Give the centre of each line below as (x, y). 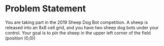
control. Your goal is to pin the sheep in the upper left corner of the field (78, 33)
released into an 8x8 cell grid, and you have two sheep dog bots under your (82, 27)
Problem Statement (46, 9)
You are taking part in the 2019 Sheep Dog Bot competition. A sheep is (77, 22)
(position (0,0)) (20, 38)
